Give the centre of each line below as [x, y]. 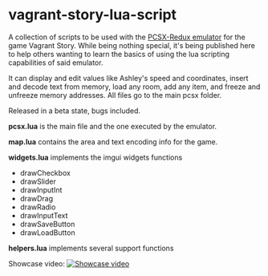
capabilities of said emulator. [56, 63]
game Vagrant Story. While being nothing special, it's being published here [132, 45]
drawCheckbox [45, 172]
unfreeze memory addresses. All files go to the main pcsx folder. [115, 95]
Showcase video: [37, 263]
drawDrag [37, 198]
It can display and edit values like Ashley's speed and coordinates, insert [128, 78]
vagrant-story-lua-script [93, 15]
